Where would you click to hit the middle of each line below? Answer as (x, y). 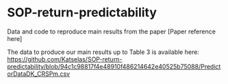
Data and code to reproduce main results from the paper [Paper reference (111, 31)
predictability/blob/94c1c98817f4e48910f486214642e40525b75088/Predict (114, 66)
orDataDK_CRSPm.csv (39, 74)
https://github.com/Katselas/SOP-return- (65, 59)
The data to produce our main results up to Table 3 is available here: (103, 52)
